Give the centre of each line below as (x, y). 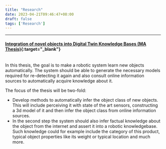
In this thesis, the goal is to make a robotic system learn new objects (75, 65)
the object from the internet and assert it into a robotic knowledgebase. (85, 126)
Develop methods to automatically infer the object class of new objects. (85, 100)
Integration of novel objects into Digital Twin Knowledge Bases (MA (76, 44)
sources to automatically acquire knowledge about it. (59, 81)
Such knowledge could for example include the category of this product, (86, 132)
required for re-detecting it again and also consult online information (75, 76)
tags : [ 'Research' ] (25, 23)
